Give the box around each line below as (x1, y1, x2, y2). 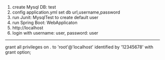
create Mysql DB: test (12, 4, 56, 10)
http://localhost (12, 25, 43, 31)
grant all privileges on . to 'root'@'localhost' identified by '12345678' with (5, 44, 154, 50)
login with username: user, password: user (12, 30, 99, 36)
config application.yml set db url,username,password (12, 9, 120, 15)
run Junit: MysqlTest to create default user (12, 15, 99, 20)
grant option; (5, 49, 31, 55)
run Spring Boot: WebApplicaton (12, 20, 78, 25)
